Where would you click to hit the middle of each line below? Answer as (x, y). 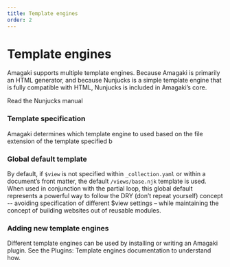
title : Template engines (43, 13)
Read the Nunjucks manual (45, 101)
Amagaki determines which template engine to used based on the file (105, 133)
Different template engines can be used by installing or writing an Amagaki (113, 243)
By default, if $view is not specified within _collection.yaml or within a (106, 174)
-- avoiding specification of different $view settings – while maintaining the (113, 203)
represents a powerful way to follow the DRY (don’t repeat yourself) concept (115, 196)
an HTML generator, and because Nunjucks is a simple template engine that (114, 81)
